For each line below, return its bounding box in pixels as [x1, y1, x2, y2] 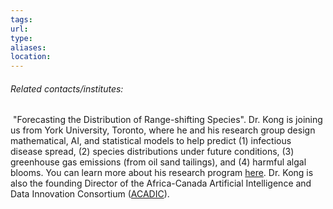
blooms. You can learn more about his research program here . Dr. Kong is [10, 167, 314, 179]
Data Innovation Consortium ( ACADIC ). [10, 188, 170, 200]
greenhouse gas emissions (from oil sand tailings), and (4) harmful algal [10, 156, 307, 168]
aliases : [10, 42, 47, 53]
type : [10, 33, 33, 43]
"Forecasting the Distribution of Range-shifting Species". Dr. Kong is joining [12, 114, 323, 126]
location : [10, 52, 52, 62]
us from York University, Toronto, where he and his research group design [10, 124, 316, 136]
